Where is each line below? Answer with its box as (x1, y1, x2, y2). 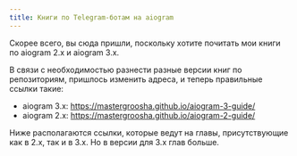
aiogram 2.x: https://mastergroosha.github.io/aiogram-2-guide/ (21, 110, 256, 120)
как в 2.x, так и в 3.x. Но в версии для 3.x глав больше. (9, 136, 219, 147)
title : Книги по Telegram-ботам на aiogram (9, 12, 174, 22)
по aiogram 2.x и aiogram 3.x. (9, 46, 120, 58)
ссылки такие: (9, 83, 64, 94)
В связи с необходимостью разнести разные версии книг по (9, 64, 242, 75)
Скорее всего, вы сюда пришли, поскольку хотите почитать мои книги (9, 37, 281, 48)
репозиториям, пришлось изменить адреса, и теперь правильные (9, 73, 263, 85)
